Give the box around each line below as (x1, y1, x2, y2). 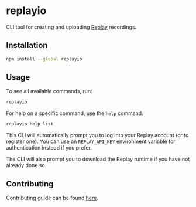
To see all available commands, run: (6, 88, 92, 95)
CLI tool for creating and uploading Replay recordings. (6, 23, 137, 30)
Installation (6, 40, 48, 50)
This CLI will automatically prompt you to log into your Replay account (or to (6, 132, 189, 139)
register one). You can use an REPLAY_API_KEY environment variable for (6, 138, 176, 145)
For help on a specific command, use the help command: (6, 110, 143, 117)
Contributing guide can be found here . (6, 195, 98, 201)
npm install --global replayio (6, 56, 82, 62)
